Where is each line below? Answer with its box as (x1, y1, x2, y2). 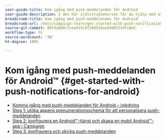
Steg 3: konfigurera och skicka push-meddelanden (12, 128, 116, 134)
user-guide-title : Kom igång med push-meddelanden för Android (5, 7, 138, 12)
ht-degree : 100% (5, 39, 39, 44)
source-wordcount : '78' (5, 35, 54, 40)
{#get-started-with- (60, 75, 145, 86)
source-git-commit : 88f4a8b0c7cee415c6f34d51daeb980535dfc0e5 (5, 26, 136, 31)
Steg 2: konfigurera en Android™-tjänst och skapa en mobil (12, 118, 132, 124)
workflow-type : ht (5, 30, 43, 35)
